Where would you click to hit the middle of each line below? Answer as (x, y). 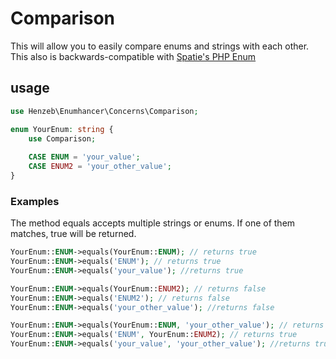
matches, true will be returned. (73, 234)
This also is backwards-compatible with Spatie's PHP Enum (133, 56)
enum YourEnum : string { (62, 129)
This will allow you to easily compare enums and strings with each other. (160, 46)
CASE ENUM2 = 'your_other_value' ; (100, 167)
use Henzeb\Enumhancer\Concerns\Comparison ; (104, 111)
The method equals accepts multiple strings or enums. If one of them (153, 223)
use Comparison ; (62, 138)
